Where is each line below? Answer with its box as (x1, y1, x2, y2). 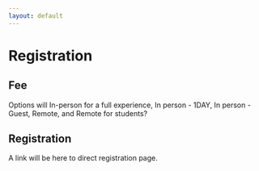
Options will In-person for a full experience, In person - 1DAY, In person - (8, 100, 251, 110)
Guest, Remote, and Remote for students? (8, 108, 148, 118)
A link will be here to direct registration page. (8, 153, 158, 163)
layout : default (8, 11, 63, 20)
